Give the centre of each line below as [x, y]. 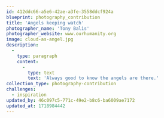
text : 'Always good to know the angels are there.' [94, 78]
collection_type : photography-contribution [61, 84]
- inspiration [29, 95]
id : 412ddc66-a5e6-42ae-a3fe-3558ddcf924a [60, 12]
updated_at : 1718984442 [36, 106]
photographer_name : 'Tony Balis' [48, 28]
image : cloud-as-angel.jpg [40, 39]
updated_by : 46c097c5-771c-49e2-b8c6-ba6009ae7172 [71, 100]
